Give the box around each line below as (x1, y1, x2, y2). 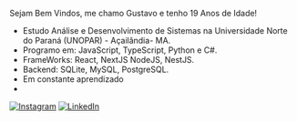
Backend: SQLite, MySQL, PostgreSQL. (22, 64, 169, 75)
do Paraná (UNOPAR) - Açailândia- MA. (22, 35, 171, 45)
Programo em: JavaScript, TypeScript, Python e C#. (22, 45, 218, 55)
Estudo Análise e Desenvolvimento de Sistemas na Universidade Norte (22, 25, 289, 35)
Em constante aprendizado (22, 74, 125, 85)
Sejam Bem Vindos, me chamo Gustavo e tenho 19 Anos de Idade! (9, 8, 258, 18)
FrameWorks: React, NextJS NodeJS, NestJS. (22, 55, 195, 65)
